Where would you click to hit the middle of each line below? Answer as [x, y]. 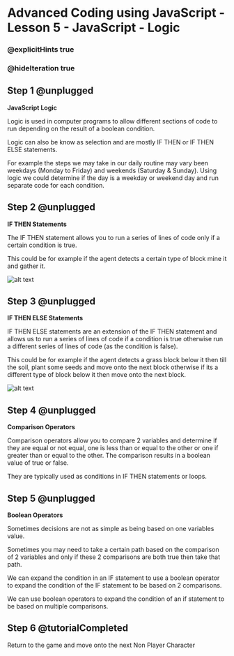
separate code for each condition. [56, 185]
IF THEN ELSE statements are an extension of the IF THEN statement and [112, 331]
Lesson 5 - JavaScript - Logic [94, 28]
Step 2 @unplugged [51, 207]
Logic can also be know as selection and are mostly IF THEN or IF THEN [111, 142]
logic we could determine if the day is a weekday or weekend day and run [113, 178]
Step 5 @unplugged [51, 498]
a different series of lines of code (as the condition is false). [93, 346]
